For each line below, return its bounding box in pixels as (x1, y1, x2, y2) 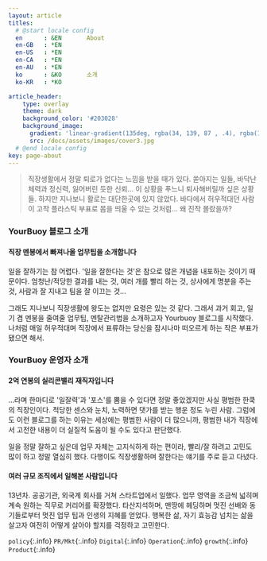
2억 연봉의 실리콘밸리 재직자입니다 (8, 376, 114, 385)
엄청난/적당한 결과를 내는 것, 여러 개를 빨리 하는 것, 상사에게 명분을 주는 (31, 276, 252, 286)
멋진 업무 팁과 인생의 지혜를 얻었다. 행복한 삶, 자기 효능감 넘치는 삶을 (42, 510, 254, 520)
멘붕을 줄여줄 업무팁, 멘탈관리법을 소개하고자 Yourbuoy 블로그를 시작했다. (25, 313, 254, 323)
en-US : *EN (15, 48, 62, 56)
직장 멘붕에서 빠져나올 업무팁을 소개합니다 (8, 247, 137, 257)
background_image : (22, 122, 83, 130)
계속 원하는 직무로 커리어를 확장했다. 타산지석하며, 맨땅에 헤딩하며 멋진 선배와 (8, 500, 248, 509)
